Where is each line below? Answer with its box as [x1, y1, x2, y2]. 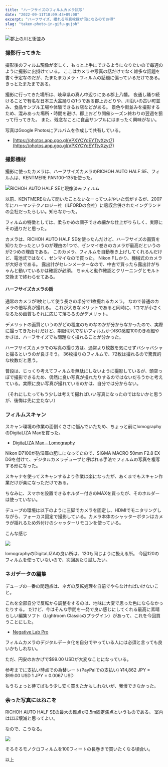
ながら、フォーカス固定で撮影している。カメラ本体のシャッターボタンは [5, 514, 154, 520]
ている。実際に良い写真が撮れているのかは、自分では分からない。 [5, 380, 141, 387]
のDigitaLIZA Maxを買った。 [5, 430, 64, 436]
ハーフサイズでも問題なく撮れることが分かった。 [22, 334, 124, 340]
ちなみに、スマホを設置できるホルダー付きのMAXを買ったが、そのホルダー [5, 490, 160, 496]
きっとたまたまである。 [5, 81, 54, 87]
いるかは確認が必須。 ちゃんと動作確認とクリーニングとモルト [31, 267, 160, 274]
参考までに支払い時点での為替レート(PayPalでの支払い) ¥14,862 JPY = [5, 667, 150, 673]
